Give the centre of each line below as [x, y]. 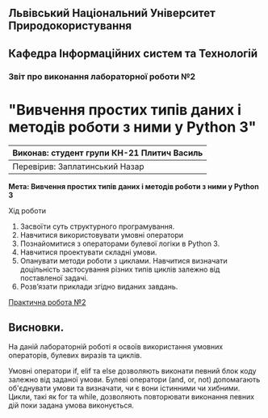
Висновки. [36, 328]
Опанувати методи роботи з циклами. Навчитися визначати [124, 260]
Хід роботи [27, 210]
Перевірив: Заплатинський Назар [78, 167]
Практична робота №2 [47, 302]
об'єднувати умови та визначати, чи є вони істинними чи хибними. [124, 388]
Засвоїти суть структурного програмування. [97, 226]
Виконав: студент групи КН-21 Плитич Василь [108, 153]
